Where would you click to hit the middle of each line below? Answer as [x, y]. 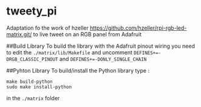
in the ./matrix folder [33, 98]
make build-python [29, 82]
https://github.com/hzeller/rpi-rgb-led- [138, 28]
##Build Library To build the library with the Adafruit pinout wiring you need [101, 46]
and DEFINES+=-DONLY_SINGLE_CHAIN [103, 59]
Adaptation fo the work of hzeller [48, 28]
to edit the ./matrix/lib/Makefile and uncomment [69, 52]
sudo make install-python [39, 87]
